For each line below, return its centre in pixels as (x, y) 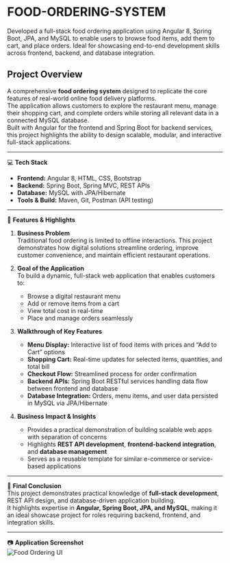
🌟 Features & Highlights (41, 220)
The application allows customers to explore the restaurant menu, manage (112, 105)
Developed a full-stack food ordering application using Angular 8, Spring (110, 31)
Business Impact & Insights (56, 416)
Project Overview (45, 74)
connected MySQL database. (48, 120)
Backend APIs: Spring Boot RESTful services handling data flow (118, 381)
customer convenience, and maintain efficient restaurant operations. (114, 255)
